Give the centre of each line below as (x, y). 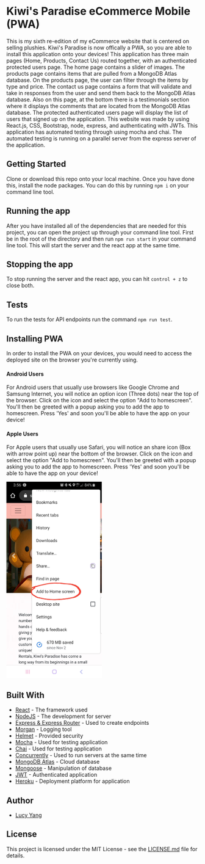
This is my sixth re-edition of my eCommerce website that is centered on (98, 41)
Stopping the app (40, 264)
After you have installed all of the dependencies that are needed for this (96, 226)
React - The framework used (51, 710)
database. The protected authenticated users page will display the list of (97, 112)
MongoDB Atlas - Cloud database (57, 762)
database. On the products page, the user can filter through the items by (98, 80)
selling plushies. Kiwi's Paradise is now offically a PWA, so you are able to (99, 48)
